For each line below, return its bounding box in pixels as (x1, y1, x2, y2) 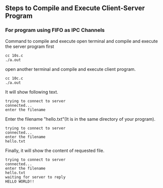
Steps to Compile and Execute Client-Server (5, 4, 145, 12)
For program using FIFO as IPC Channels (5, 27, 105, 34)
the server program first (5, 43, 54, 49)
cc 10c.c (5, 76, 23, 81)
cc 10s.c (5, 53, 23, 58)
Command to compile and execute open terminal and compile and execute (5, 38, 158, 44)
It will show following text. (5, 89, 58, 95)
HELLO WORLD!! (5, 179, 35, 184)
